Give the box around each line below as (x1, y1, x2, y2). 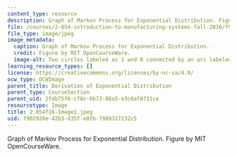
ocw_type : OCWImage (7, 75, 65, 83)
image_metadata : (7, 37, 55, 44)
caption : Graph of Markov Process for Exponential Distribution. (13, 43, 210, 50)
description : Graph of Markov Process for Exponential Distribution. (7, 17, 217, 24)
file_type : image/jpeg (7, 30, 74, 37)
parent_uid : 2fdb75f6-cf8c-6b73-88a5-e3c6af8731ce (7, 96, 159, 103)
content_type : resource (7, 10, 78, 18)
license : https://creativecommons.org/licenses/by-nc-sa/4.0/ (7, 69, 194, 76)
